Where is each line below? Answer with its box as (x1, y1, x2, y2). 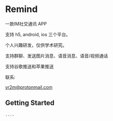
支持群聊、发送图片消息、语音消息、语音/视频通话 (5, 53, 108, 59)
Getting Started (5, 99, 55, 107)
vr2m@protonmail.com (5, 84, 53, 90)
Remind (5, 4, 38, 15)
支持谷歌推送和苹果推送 (5, 63, 54, 69)
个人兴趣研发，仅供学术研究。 (5, 42, 67, 48)
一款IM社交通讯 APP (5, 21, 47, 27)
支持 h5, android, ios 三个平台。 (5, 31, 71, 37)
